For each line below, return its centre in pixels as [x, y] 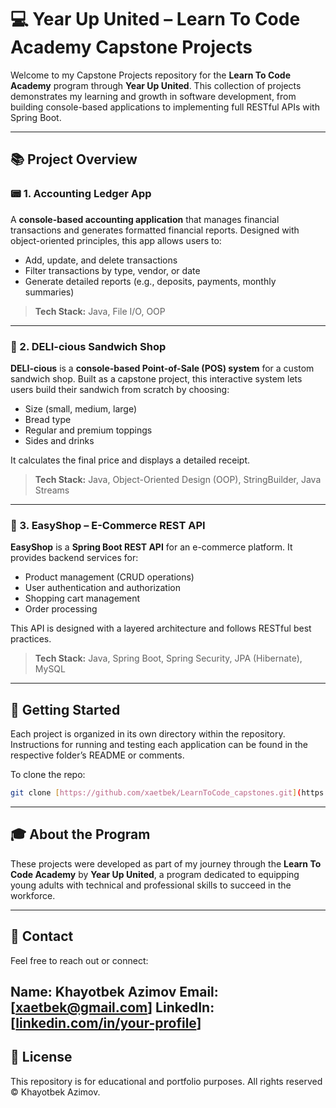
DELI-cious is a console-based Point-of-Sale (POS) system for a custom [162, 368]
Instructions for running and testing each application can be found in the [159, 745]
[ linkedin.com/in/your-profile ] [106, 1022]
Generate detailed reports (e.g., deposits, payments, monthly [150, 281]
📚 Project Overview [74, 159]
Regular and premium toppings [88, 430]
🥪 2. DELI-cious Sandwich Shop [88, 346]
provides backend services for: [74, 558]
